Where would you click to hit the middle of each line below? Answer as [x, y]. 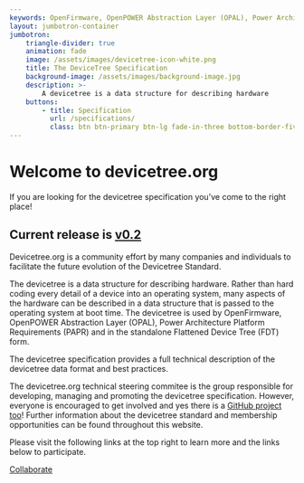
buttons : [42, 102]
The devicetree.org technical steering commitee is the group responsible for [152, 386]
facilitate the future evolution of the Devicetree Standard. [115, 266]
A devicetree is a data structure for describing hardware [156, 93]
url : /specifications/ [92, 118]
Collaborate [31, 469]
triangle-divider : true [71, 43]
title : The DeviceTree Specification [97, 69]
